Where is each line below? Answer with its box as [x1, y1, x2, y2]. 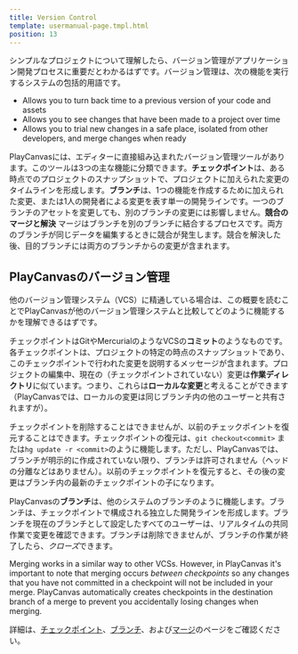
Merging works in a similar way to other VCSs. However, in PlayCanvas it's [9, 559, 282, 569]
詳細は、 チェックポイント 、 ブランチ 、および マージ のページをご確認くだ [9, 625, 274, 635]
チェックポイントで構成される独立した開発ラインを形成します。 [39, 507, 274, 518]
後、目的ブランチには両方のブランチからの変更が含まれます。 [9, 241, 235, 251]
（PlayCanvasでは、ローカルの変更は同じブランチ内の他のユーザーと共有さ [9, 391, 286, 402]
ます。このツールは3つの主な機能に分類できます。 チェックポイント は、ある [9, 162, 286, 174]
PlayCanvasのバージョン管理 [9, 269, 171, 284]
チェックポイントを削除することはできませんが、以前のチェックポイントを [9, 421, 282, 432]
